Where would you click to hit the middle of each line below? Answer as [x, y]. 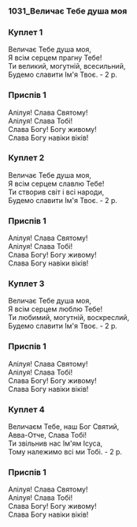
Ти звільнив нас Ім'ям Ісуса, [56, 443]
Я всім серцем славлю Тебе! [56, 183]
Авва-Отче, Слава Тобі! [48, 435]
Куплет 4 [26, 409]
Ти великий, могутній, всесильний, [67, 66]
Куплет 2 [26, 158]
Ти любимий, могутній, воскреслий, [69, 318]
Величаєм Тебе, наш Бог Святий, [64, 427]
